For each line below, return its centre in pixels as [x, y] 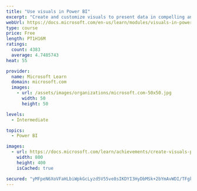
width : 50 [33, 98]
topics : [16, 130]
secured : [17, 179]
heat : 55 [17, 60]
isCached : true [35, 168]
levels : [16, 114]
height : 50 [35, 104]
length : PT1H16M [26, 39]
